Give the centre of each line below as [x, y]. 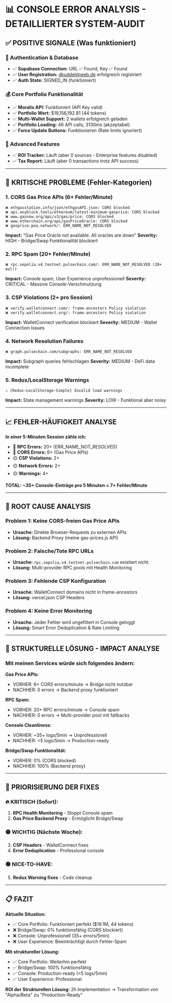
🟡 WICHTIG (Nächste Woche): [44, 832]
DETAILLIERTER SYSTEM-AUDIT [75, 24]
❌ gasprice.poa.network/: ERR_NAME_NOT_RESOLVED [58, 226]
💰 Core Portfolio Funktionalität [44, 94]
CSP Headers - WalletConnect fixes [50, 845]
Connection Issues [25, 328]
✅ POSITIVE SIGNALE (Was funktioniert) [71, 43]
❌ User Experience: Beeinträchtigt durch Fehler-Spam [70, 941]
